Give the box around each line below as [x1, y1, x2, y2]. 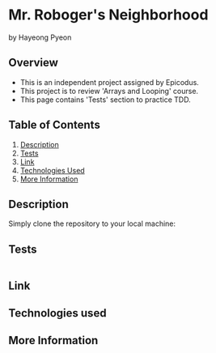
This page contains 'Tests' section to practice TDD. [19, 95, 192, 104]
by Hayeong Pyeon [8, 32, 72, 42]
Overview [8, 56, 59, 70]
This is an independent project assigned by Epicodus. [19, 77, 200, 87]
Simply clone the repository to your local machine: [8, 219, 176, 228]
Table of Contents [8, 118, 101, 132]
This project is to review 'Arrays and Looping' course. [19, 86, 199, 96]
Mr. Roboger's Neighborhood [8, 6, 209, 24]
